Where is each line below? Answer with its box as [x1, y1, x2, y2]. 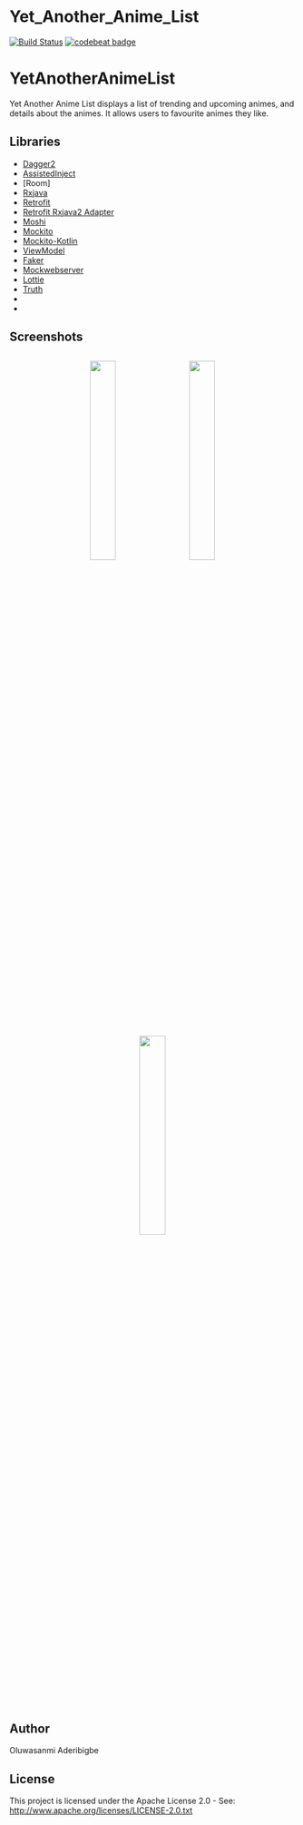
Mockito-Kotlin [22, 235, 79, 246]
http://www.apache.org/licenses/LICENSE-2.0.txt [9, 1805, 193, 1816]
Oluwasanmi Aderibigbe [9, 1745, 100, 1756]
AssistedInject [22, 168, 76, 179]
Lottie [22, 274, 44, 285]
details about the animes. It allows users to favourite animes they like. [9, 107, 269, 119]
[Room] [22, 177, 51, 188]
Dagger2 [22, 158, 56, 169]
